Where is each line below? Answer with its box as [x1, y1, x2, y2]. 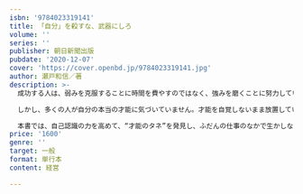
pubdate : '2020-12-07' [9, 55, 95, 64]
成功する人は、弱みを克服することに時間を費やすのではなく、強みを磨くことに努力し [17, 88, 286, 97]
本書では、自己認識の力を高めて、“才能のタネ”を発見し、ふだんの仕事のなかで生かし [17, 121, 287, 131]
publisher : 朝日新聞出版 [9, 47, 95, 56]
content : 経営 [9, 163, 60, 172]
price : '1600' [9, 130, 63, 139]
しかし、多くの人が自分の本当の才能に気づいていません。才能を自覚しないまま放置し [17, 105, 286, 114]
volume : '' [9, 30, 50, 39]
